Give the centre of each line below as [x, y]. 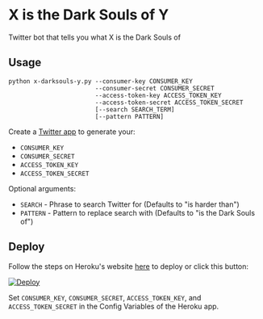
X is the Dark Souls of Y [89, 15]
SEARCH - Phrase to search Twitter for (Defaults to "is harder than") [129, 204]
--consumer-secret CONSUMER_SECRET [155, 88]
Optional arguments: [42, 188]
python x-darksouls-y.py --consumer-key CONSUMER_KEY [101, 81]
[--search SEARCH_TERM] [135, 109]
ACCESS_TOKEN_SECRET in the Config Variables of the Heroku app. [114, 306]
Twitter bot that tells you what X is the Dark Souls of [95, 37]
